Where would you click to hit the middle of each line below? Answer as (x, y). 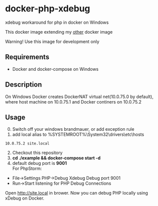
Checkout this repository (37, 153)
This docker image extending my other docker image (59, 32)
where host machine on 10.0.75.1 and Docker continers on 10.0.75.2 (73, 102)
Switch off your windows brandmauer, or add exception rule (73, 129)
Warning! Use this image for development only (52, 41)
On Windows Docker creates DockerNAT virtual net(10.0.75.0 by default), (79, 97)
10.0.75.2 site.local (27, 144)
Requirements (27, 57)
